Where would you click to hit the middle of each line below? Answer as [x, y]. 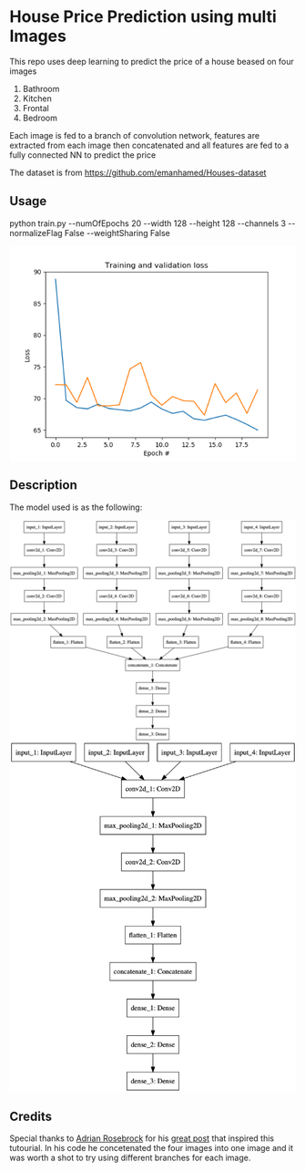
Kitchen [37, 99]
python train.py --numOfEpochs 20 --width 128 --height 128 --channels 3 [148, 223]
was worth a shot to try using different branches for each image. [130, 1158]
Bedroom [40, 118]
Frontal [36, 108]
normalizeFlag [36, 233]
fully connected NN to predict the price [83, 155]
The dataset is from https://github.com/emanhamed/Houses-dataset [138, 172]
